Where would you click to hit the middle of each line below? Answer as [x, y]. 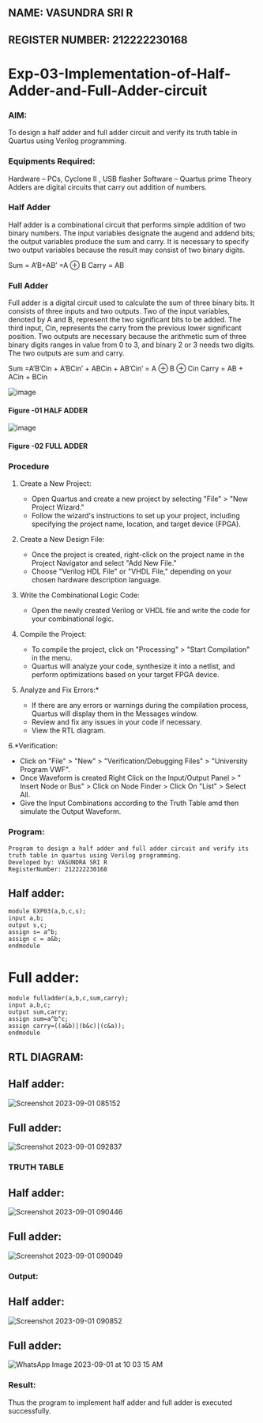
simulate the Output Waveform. [70, 811]
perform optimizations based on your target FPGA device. [125, 675]
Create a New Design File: [62, 540]
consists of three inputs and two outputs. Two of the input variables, [119, 311]
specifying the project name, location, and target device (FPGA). [136, 524]
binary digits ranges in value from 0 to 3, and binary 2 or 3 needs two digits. [131, 345]
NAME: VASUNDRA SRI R [71, 13]
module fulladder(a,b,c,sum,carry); [68, 999]
